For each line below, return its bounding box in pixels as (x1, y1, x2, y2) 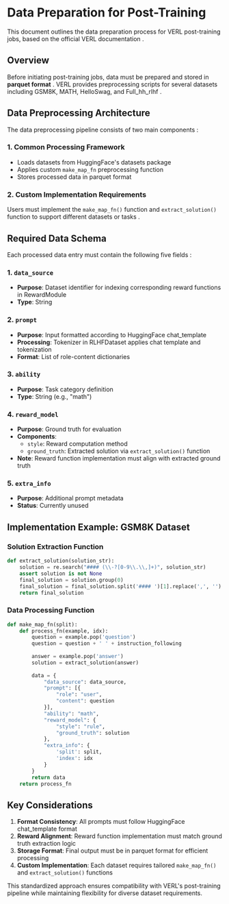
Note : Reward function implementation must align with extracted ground (16, 454, 221, 463)
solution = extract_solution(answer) (31, 659, 139, 666)
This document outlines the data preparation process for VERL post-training (7, 27, 221, 36)
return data (31, 774, 66, 781)
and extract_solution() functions (16, 868, 113, 877)
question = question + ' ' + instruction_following (31, 640, 183, 647)
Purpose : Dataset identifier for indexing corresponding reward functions (16, 283, 221, 292)
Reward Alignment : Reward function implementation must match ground (16, 832, 222, 840)
